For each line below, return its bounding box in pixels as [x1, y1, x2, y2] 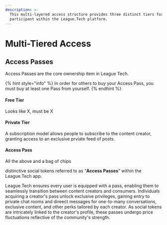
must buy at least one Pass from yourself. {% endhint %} [5, 85, 122, 92]
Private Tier [5, 120, 30, 126]
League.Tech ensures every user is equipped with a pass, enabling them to [5, 182, 159, 189]
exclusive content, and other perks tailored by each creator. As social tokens [5, 204, 162, 210]
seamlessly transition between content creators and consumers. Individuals [5, 188, 160, 194]
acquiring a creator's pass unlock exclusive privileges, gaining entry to [5, 193, 150, 199]
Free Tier [5, 97, 24, 103]
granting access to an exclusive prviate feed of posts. [5, 136, 115, 142]
